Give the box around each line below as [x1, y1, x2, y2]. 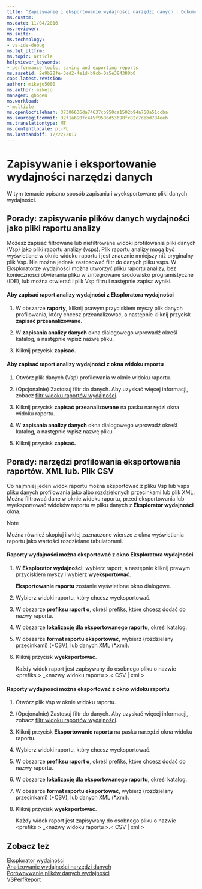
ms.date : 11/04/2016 [7, 20, 59, 26]
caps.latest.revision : [7, 76, 64, 82]
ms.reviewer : [7, 25, 40, 32]
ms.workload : [7, 98, 40, 104]
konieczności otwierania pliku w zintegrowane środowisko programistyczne [7, 271, 194, 278]
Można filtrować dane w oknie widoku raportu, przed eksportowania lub [7, 495, 185, 502]
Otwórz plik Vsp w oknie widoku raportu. [15, 699, 116, 706]
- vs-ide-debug [7, 43, 45, 49]
